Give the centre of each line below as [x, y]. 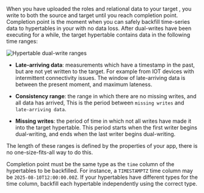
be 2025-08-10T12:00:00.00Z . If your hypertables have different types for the [102, 177]
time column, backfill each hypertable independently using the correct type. [102, 184]
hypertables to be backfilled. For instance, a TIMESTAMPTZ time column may [100, 171]
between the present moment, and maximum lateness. [84, 84]
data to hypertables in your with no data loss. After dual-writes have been [99, 28]
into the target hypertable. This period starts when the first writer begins [106, 127]
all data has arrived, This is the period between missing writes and [100, 103]
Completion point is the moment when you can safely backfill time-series [98, 22]
